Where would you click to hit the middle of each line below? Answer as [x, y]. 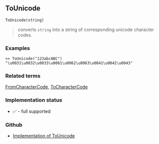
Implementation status [34, 100]
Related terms [23, 76]
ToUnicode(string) [25, 20]
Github [14, 125]
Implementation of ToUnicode [44, 136]
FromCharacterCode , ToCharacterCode [46, 87]
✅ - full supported [31, 111]
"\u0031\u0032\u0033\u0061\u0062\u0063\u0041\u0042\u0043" [69, 63]
